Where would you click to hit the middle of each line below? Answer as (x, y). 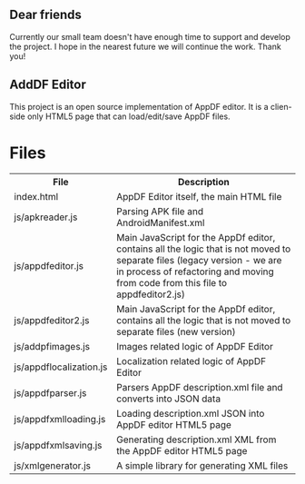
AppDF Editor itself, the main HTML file (199, 196)
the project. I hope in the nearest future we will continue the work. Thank (145, 46)
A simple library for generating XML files (202, 465)
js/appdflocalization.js (61, 367)
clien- (281, 106)
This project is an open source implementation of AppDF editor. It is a (139, 106)
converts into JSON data (168, 399)
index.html (36, 196)
